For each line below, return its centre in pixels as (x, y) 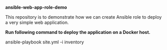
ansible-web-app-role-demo (36, 7)
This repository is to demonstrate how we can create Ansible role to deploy (83, 17)
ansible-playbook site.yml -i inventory (45, 42)
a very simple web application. (37, 22)
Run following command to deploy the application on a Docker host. (78, 32)
